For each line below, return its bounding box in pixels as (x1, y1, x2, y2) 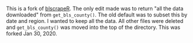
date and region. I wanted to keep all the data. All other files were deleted (6, 18, 184, 24)
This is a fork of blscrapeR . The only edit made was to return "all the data (6, 5, 184, 12)
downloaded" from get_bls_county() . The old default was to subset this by (6, 11, 188, 18)
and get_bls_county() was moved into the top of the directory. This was (6, 24, 181, 31)
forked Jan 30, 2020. (6, 30, 58, 37)
